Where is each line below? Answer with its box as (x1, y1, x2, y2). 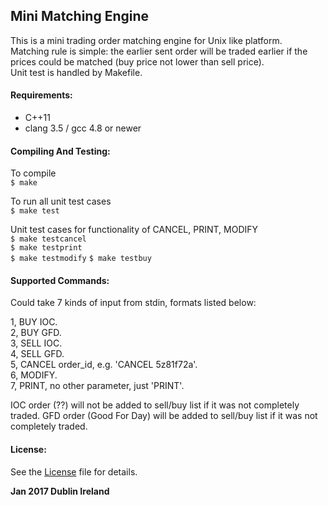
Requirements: (10, 89, 73, 101)
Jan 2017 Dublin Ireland (10, 485, 110, 497)
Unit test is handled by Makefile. (10, 66, 143, 78)
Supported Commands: (10, 274, 110, 286)
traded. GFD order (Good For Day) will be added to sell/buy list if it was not (10, 410, 318, 422)
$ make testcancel (10, 234, 87, 244)
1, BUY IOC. (10, 316, 58, 328)
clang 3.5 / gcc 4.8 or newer (24, 122, 142, 134)
